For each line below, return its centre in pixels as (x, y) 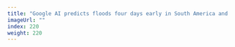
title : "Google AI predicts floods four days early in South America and (118, 13)
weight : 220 (25, 33)
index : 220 (23, 26)
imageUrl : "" (26, 20)
